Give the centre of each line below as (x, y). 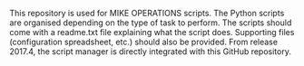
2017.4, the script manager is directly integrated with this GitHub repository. (151, 52)
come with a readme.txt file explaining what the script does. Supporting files (152, 32)
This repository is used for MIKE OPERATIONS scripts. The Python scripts (147, 13)
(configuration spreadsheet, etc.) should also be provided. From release (144, 42)
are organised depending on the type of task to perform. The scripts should (151, 23)
